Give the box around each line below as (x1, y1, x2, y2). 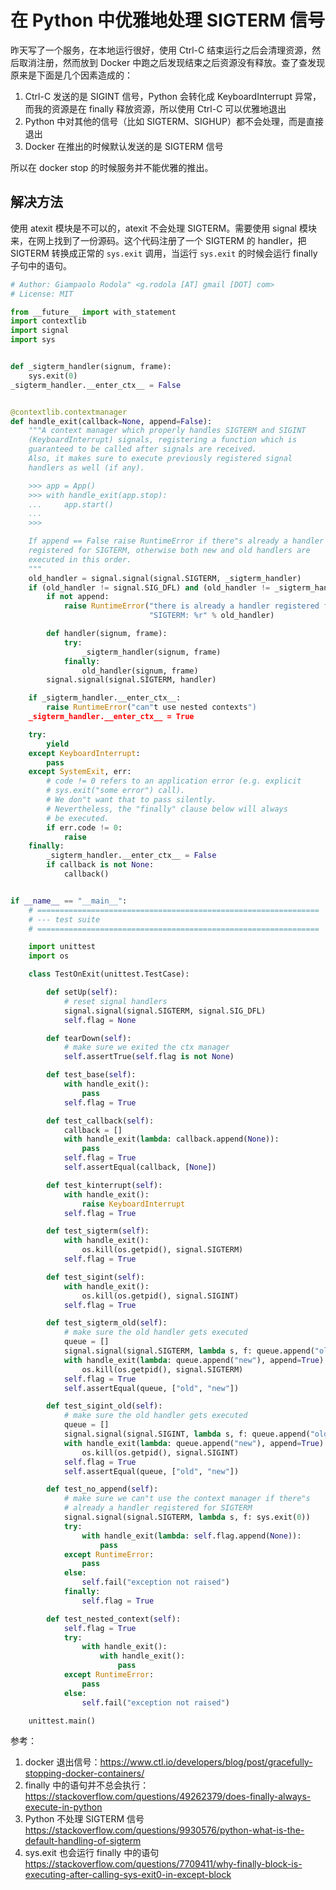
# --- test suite (28, 914, 101, 925)
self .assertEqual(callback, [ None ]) (63, 1162, 217, 1172)
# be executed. (46, 813, 110, 823)
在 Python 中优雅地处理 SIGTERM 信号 (10, 9, 325, 32)
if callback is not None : (46, 860, 155, 870)
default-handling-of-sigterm (24, 1835, 142, 1847)
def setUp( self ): (46, 987, 118, 997)
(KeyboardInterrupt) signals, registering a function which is (28, 435, 298, 445)
